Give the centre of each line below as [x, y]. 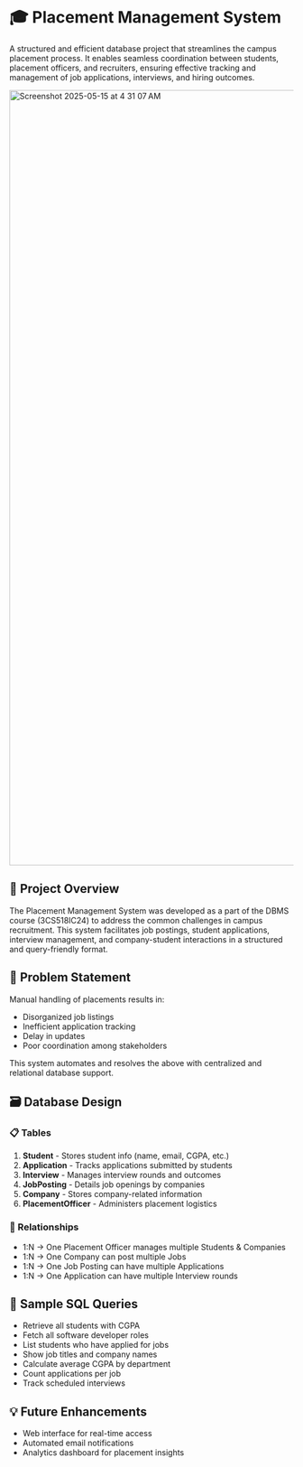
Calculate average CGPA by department [96, 1364]
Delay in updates [54, 1035]
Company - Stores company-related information [112, 1194]
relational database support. [62, 1072]
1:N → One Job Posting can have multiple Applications [123, 1266]
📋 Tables [30, 1132]
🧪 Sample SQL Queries [73, 1304]
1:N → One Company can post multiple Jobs [104, 1257]
